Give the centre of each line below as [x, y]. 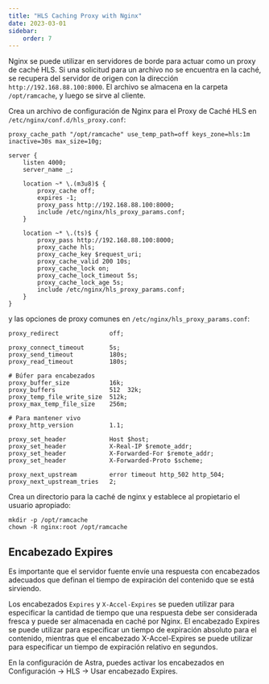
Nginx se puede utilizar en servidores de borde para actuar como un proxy [132, 61]
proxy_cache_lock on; [74, 269]
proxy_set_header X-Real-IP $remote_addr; [101, 447]
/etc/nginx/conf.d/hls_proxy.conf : [67, 120]
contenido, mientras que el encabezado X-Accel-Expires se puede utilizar [131, 639]
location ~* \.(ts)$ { [61, 234]
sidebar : [23, 31]
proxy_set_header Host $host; [79, 440]
